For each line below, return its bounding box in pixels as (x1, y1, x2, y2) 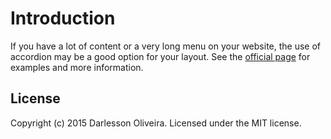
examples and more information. (10, 61, 144, 73)
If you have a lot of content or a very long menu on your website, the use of (10, 40, 322, 52)
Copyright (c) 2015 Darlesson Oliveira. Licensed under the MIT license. (10, 117, 302, 129)
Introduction (10, 7, 116, 30)
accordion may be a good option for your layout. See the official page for (10, 50, 311, 62)
